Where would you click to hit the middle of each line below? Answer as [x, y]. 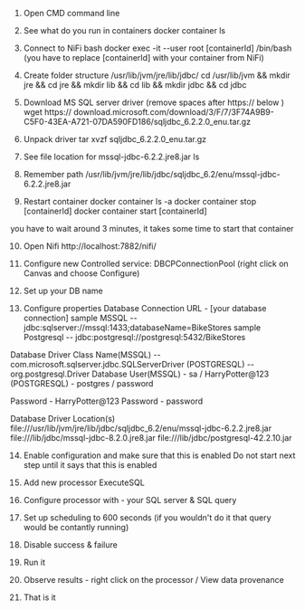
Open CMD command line [71, 13]
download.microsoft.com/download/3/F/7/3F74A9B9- [173, 112]
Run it [34, 562]
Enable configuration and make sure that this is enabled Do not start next [159, 455]
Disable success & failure [71, 545]
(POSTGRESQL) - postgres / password [82, 383]
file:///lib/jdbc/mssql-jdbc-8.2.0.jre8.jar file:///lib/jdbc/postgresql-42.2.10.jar [151, 438]
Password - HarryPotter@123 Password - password [107, 401]
